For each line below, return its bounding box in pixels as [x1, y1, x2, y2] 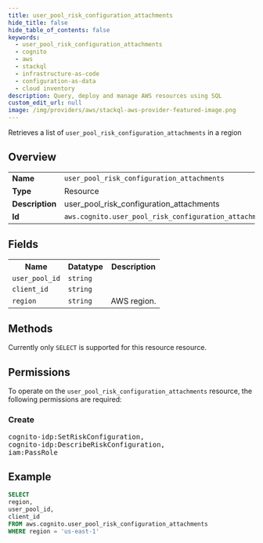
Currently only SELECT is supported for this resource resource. [8, 343, 207, 352]
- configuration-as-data [15, 77, 96, 85]
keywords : [8, 33, 41, 42]
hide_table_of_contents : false [8, 26, 110, 34]
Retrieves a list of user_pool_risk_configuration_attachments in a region [8, 128, 242, 137]
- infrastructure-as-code [15, 70, 100, 78]
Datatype [67, 261, 103, 271]
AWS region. [110, 295, 157, 306]
